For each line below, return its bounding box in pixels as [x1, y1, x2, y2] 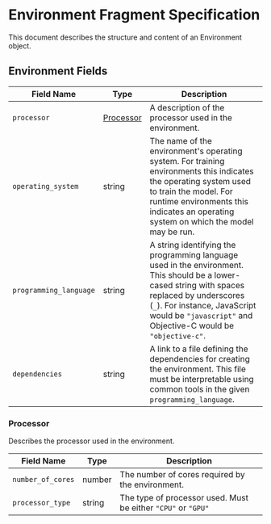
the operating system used [149, 175, 252, 187]
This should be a [149, 269, 212, 280]
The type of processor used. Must [119, 493, 248, 504]
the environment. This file [149, 363, 246, 375]
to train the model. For [149, 186, 234, 197]
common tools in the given [149, 384, 250, 395]
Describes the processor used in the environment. [8, 436, 175, 446]
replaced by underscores [149, 289, 245, 300]
